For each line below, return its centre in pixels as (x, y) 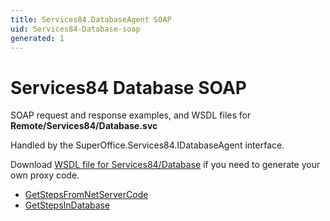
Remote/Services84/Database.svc (84, 126)
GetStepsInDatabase (67, 205)
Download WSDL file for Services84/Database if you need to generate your (165, 165)
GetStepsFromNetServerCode (86, 195)
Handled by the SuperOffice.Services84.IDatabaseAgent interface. (147, 145)
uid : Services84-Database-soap (75, 29)
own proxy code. (45, 175)
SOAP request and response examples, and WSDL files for (131, 115)
